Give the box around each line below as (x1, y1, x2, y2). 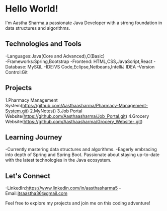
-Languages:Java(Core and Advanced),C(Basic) (5, 53, 105, 59)
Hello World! (5, 3, 58, 15)
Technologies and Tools (5, 40, 82, 48)
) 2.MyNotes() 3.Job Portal (27, 108, 82, 114)
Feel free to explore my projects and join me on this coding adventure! (5, 200, 151, 206)
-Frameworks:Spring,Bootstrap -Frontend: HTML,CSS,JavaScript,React (5, 58, 152, 64)
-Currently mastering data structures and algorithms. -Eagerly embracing (5, 147, 157, 153)
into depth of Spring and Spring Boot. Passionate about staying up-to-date (5, 152, 160, 158)
